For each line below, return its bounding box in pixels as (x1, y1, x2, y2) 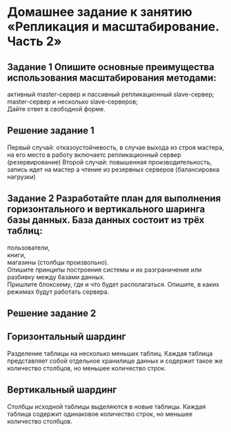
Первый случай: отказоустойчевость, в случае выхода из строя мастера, (7, 143, 224, 151)
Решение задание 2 (7, 308, 97, 319)
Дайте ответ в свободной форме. (7, 105, 106, 113)
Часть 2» (7, 34, 62, 49)
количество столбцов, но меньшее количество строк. (7, 364, 167, 372)
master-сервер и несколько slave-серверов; (7, 97, 138, 106)
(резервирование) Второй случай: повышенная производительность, (7, 158, 212, 166)
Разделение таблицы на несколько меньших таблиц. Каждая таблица (7, 349, 213, 357)
